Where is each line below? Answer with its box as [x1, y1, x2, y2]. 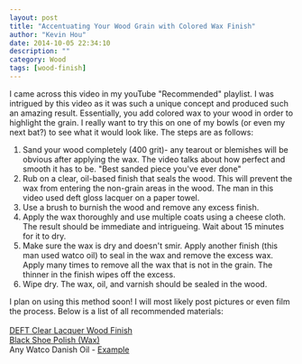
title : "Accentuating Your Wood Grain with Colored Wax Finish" [9, 22, 256, 31]
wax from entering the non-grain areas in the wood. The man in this [22, 182, 274, 193]
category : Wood [9, 55, 67, 64]
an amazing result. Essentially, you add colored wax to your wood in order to [9, 107, 294, 118]
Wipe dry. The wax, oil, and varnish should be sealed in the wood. [22, 278, 268, 289]
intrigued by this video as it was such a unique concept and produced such [9, 98, 288, 108]
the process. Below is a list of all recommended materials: [9, 305, 224, 316]
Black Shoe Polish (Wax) [9, 334, 101, 345]
